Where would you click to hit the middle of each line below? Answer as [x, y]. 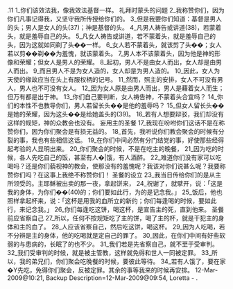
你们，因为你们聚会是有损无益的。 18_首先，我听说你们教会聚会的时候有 [115, 131]
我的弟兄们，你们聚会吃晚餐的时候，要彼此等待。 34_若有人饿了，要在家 [123, 261]
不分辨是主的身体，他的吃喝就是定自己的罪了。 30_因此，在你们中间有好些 [113, 235]
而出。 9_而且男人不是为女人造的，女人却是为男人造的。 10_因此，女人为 [116, 71]
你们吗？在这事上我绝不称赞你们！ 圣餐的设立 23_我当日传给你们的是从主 [117, 175]
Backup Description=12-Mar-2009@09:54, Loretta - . [122, 278]
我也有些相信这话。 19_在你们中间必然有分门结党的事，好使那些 [122, 140]
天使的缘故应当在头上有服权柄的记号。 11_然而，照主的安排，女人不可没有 [112, 79]
